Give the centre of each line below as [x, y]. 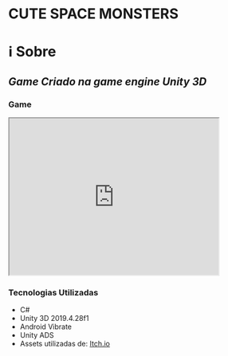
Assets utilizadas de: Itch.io [65, 344]
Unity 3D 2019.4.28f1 [54, 319]
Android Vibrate [45, 327]
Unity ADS [37, 335]
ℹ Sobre [32, 52]
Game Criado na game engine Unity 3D [108, 82]
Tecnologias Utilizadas [53, 292]
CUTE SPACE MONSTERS [94, 14]
